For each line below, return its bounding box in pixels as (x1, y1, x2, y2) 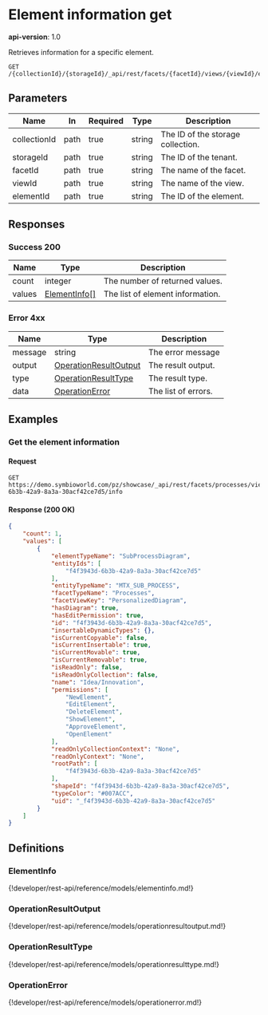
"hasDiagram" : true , (50, 604, 120, 612)
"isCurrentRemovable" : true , (50, 656, 148, 664)
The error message (148, 346, 220, 357)
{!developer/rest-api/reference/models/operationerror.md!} (8, 997, 203, 1007)
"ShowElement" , (65, 716, 116, 724)
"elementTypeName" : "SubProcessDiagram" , (50, 552, 191, 560)
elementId (12, 190, 50, 201)
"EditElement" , (65, 701, 116, 709)
